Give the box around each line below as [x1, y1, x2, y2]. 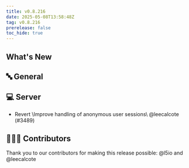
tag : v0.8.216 [6, 19, 41, 25]
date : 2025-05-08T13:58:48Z [6, 14, 75, 20]
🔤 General [6, 71, 44, 82]
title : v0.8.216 [6, 8, 46, 15]
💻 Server [6, 92, 41, 102]
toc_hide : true [6, 30, 43, 36]
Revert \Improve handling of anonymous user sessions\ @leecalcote [14, 110, 180, 117]
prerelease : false [6, 24, 51, 31]
